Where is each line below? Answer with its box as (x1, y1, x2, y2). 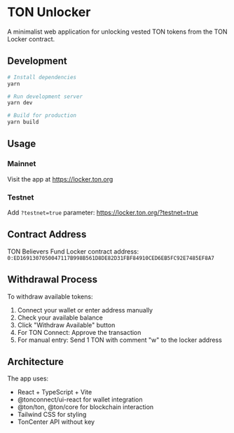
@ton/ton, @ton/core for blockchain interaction (17, 403, 154, 411)
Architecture (7, 356, 64, 368)
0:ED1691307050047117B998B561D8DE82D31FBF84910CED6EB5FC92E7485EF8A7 (7, 254, 215, 261)
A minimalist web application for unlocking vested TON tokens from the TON (7, 27, 228, 36)
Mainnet (7, 159, 36, 169)
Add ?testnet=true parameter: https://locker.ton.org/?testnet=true (7, 208, 198, 216)
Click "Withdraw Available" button (17, 320, 116, 329)
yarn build (7, 118, 39, 126)
